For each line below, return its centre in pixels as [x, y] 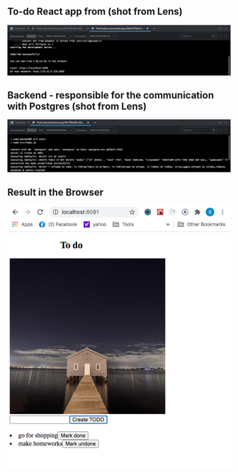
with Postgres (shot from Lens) [77, 106]
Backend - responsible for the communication [111, 95]
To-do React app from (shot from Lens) [95, 12]
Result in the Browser [56, 192]
